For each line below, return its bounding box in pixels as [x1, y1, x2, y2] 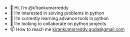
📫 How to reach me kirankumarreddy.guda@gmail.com [9, 26, 125, 32]
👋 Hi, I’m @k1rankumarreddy [9, 5, 69, 10]
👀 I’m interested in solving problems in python [9, 10, 104, 16]
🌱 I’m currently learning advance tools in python [9, 15, 109, 21]
